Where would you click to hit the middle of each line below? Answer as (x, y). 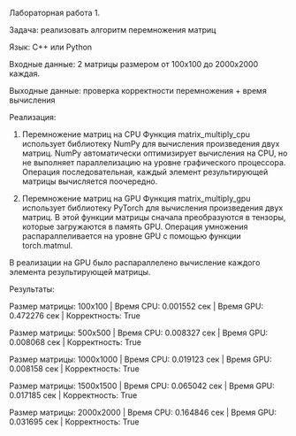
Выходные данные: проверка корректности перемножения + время (138, 91)
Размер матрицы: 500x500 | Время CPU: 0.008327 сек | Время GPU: (139, 333)
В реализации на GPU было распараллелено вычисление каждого (135, 263)
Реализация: (33, 117)
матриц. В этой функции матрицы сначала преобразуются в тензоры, (154, 217)
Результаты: (32, 289)
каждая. (25, 73)
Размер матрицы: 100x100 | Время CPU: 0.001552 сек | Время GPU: (136, 306)
